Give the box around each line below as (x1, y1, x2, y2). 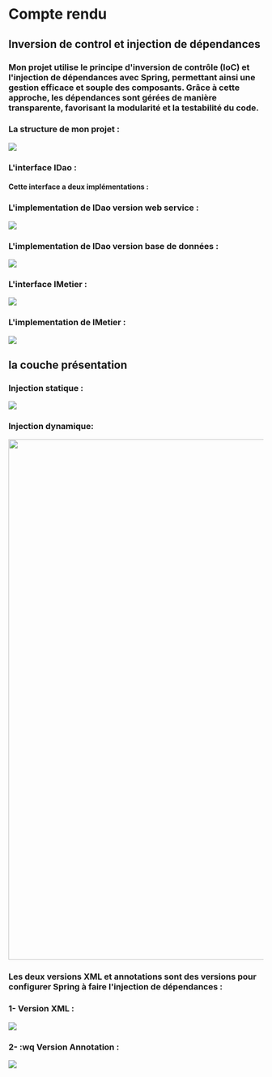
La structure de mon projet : (8, 123, 120, 135)
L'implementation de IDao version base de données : (8, 240, 219, 251)
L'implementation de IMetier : (8, 317, 126, 328)
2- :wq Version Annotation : (8, 1041, 120, 1053)
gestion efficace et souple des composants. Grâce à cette (8, 82, 240, 93)
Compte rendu (8, 5, 108, 24)
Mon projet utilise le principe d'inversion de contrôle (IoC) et (8, 62, 250, 73)
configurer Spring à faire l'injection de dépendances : (8, 981, 223, 993)
